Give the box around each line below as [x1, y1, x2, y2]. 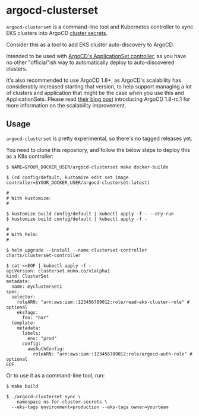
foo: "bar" [21, 315, 49, 320]
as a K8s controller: [6, 153, 54, 160]
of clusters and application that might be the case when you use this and [6, 89, 184, 96]
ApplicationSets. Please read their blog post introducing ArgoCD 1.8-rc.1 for [6, 96, 191, 103]
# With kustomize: [6, 195, 52, 201]
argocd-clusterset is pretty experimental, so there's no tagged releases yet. [6, 135, 193, 142]
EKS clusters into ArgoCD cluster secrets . [6, 29, 108, 36]
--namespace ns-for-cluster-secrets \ [11, 399, 108, 405]
